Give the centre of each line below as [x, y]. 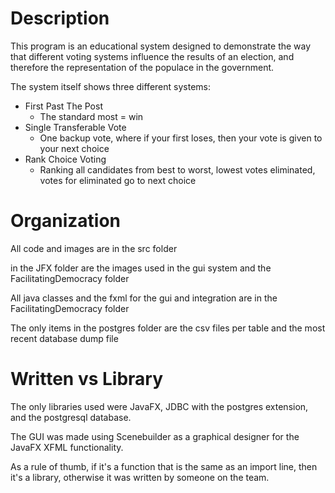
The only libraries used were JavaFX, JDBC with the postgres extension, [159, 406]
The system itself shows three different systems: [110, 86]
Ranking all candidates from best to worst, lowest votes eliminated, [177, 169]
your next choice [74, 148]
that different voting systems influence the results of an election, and [152, 56]
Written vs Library [87, 379]
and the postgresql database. [71, 417]
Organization [65, 221]
